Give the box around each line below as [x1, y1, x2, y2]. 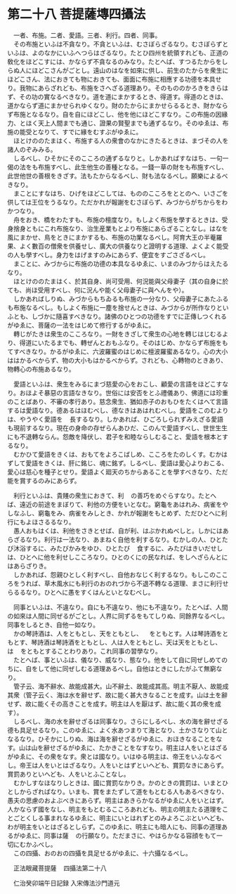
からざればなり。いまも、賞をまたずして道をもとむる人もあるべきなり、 [19, 787, 228, 796]
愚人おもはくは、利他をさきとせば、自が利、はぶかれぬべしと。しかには [13, 526, 223, 535]
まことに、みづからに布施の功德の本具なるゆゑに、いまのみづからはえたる [13, 259, 229, 268]
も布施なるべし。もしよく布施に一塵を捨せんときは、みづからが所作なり [7, 303, 216, 311]
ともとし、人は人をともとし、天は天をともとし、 [80, 637, 222, 647]
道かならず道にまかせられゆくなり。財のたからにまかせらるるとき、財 [7, 101, 210, 110]
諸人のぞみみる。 [7, 145, 57, 153]
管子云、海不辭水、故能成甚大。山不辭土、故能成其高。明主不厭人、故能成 [13, 682, 229, 690]
